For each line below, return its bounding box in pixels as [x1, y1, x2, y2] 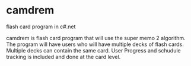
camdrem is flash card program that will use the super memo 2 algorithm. [6, 34, 186, 41]
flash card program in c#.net [6, 23, 76, 30]
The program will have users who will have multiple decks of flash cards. [6, 41, 184, 48]
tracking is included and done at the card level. [6, 53, 121, 60]
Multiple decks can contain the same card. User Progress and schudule [6, 47, 181, 54]
